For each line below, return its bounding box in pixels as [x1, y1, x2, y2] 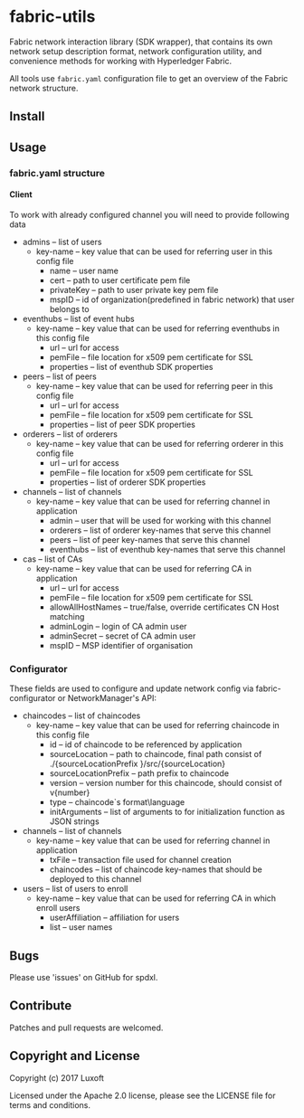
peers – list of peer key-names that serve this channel [49, 534, 251, 545]
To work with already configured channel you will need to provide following [9, 209, 290, 220]
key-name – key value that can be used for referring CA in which [35, 893, 277, 904]
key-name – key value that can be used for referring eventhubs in [35, 323, 280, 334]
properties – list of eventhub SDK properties [49, 361, 214, 372]
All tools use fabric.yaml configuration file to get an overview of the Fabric [9, 72, 289, 83]
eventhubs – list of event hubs [22, 313, 135, 324]
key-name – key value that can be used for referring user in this [35, 246, 273, 257]
